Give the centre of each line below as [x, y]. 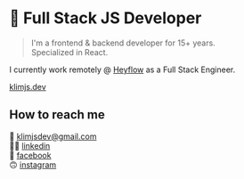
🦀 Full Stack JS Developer [106, 18]
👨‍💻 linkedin [30, 145]
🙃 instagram [33, 165]
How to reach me [57, 115]
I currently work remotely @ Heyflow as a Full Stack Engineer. [122, 69]
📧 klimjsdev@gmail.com [53, 136]
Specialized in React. [69, 52]
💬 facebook [30, 155]
